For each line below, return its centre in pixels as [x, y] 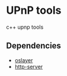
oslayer [24, 60]
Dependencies [33, 46]
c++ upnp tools [25, 27]
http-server [29, 66]
